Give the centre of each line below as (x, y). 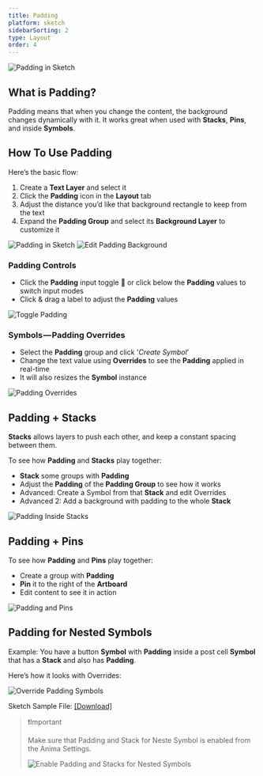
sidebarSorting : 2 (38, 30)
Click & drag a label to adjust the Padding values (99, 299)
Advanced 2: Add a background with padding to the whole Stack (125, 501)
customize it (39, 229)
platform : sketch (37, 23)
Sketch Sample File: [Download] (60, 706)
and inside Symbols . (42, 128)
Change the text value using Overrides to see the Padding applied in (132, 361)
